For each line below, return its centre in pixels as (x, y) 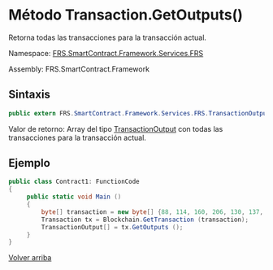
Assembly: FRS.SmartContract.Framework (79, 69)
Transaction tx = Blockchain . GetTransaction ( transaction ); (145, 220)
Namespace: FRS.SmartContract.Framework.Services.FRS (106, 53)
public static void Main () (74, 197)
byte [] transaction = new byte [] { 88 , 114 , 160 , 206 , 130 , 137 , (152, 212)
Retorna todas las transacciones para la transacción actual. (108, 37)
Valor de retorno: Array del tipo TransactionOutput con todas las (116, 128)
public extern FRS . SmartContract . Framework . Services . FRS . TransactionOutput (139, 113)
